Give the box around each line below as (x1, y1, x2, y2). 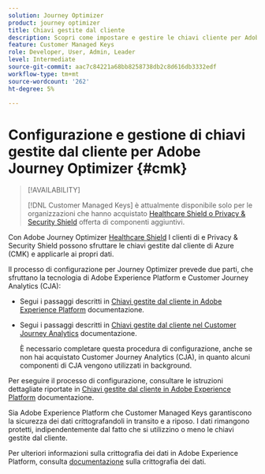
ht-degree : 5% (8, 84, 55, 93)
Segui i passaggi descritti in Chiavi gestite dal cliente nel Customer (19, 320, 237, 330)
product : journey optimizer (8, 19, 101, 27)
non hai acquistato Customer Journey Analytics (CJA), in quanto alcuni (19, 353, 251, 362)
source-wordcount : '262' (8, 77, 90, 85)
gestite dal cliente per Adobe (8, 143, 201, 160)
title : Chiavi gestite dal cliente (8, 26, 125, 34)
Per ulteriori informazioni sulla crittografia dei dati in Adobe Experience (8, 449, 239, 458)
